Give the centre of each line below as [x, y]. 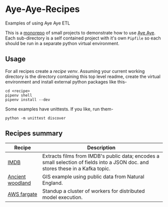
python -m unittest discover [35, 118]
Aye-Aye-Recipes [42, 9]
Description [101, 147]
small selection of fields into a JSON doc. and [95, 162]
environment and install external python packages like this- [66, 81]
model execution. [62, 197]
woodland [19, 182]
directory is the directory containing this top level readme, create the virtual [83, 76]
